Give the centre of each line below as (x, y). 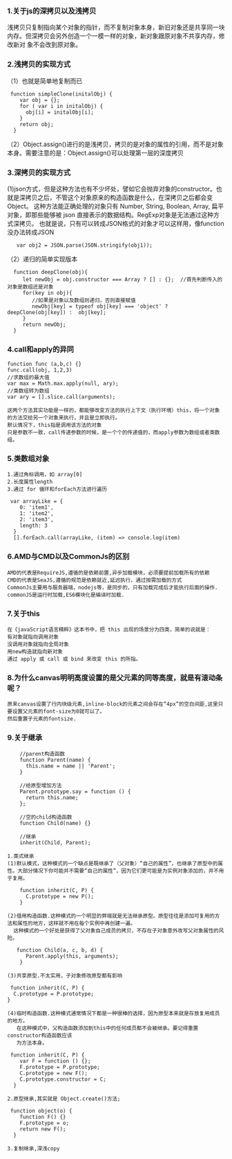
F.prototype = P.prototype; (60, 1067)
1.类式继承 (21, 856)
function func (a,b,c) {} (44, 364)
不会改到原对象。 (57, 45)
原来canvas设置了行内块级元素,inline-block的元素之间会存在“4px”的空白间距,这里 (113, 704)
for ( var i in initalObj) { (61, 106)
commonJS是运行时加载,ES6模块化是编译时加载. (66, 595)
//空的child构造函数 (46, 817)
